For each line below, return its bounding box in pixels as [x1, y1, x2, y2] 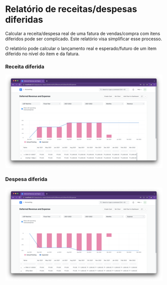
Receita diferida [5, 63, 45, 70]
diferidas [5, 14, 43, 25]
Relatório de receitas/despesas [5, 3, 137, 15]
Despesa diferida [5, 176, 47, 183]
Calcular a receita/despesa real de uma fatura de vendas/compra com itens [5, 30, 161, 36]
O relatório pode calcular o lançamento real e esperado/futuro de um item [5, 45, 157, 51]
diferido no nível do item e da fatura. [5, 51, 80, 57]
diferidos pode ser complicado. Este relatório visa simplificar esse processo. [5, 36, 163, 42]
